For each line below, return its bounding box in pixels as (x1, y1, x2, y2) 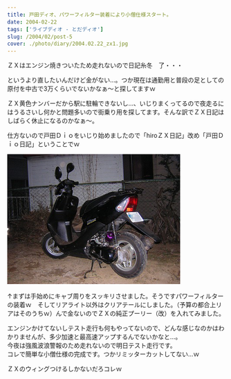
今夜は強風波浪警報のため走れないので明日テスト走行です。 (7, 342, 176, 350)
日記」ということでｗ (19, 140, 80, 148)
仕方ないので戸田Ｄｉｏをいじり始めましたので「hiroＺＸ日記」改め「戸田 (7, 132, 219, 140)
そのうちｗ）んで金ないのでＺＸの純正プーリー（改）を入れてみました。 (19, 309, 225, 318)
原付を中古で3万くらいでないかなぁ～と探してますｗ (7, 85, 156, 93)
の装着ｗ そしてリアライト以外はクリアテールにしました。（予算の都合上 (7, 301, 216, 309)
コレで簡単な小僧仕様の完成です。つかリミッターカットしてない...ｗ (7, 350, 200, 358)
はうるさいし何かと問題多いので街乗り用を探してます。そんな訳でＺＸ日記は (7, 108, 225, 116)
